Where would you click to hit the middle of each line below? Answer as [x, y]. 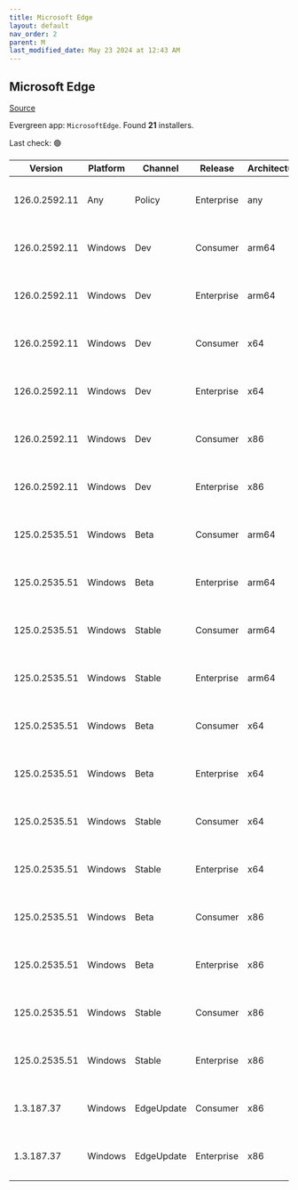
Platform [107, 168]
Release [217, 168]
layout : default [39, 26]
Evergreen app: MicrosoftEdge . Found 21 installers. [102, 125]
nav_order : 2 [33, 34]
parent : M [27, 42]
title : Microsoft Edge [51, 17]
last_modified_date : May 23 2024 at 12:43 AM [94, 51]
